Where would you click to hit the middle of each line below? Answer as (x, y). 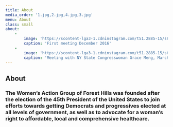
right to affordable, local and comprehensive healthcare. (77, 118)
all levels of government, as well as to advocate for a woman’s (84, 112)
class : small (19, 24)
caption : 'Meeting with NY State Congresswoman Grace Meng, (90, 58)
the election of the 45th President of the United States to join (83, 99)
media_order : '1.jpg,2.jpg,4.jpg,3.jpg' (49, 15)
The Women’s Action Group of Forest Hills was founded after (83, 93)
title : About (19, 10)
